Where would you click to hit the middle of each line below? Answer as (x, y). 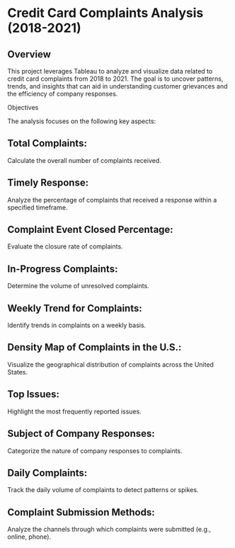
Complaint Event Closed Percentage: (90, 230)
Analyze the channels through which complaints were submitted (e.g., (109, 530)
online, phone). (29, 537)
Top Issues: (34, 394)
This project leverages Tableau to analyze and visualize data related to (110, 71)
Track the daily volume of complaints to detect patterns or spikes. (103, 490)
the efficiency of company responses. (63, 94)
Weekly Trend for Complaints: (75, 308)
